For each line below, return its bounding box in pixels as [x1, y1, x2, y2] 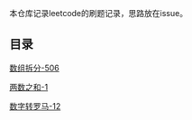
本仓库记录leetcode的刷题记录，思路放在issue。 [9, 8, 187, 18]
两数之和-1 [9, 81, 49, 92]
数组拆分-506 [9, 62, 60, 73]
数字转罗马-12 [9, 100, 61, 111]
